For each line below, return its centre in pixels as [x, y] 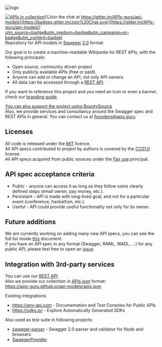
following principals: [25, 57]
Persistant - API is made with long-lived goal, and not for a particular [81, 196]
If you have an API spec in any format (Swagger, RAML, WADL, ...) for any [79, 244]
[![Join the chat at [62, 17]
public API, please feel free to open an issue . [50, 249]
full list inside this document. [34, 239]
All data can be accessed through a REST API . [58, 82]
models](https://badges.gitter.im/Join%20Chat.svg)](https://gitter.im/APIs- [80, 22]
